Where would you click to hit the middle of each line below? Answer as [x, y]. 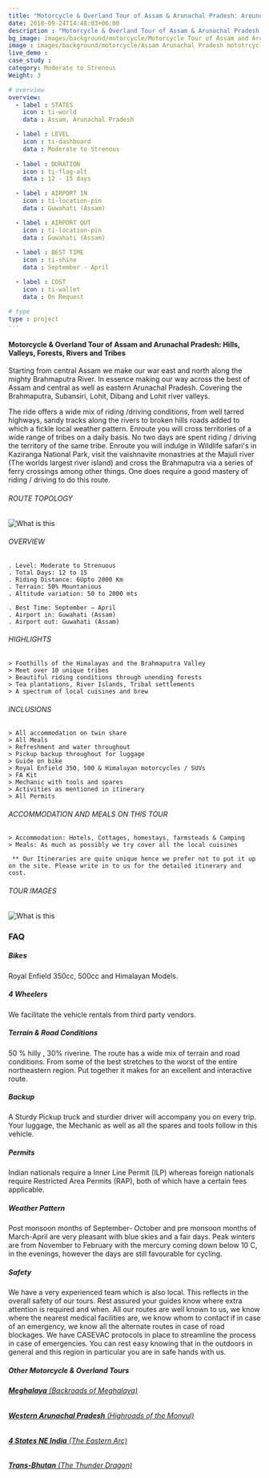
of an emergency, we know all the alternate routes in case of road [116, 1326]
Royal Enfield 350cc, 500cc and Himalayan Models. [93, 976]
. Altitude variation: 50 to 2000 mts [73, 593]
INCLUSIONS [30, 709]
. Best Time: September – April [62, 607]
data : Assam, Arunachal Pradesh [78, 120]
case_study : [30, 61]
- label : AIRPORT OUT [53, 223]
